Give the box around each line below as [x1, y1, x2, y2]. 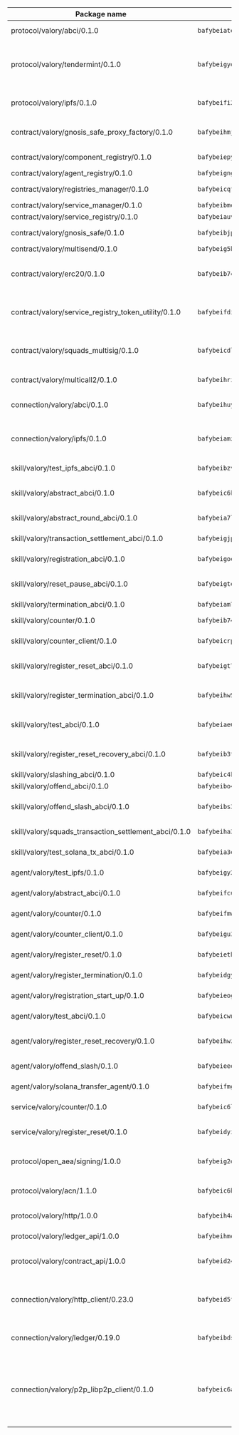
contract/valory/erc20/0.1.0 [11, 269, 105, 279]
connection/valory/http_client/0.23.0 [11, 1295, 134, 1304]
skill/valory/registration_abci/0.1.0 [11, 554, 126, 564]
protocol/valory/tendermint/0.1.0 [11, 60, 122, 69]
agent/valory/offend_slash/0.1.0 [11, 1061, 119, 1071]
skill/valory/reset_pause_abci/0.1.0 [11, 579, 128, 589]
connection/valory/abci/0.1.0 [11, 400, 109, 409]
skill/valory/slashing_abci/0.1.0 [11, 770, 115, 779]
